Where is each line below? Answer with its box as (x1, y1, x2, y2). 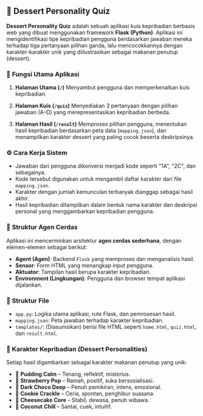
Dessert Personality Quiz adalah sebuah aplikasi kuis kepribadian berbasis (6, 22, 196, 29)
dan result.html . (15, 330, 58, 337)
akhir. (15, 195, 29, 202)
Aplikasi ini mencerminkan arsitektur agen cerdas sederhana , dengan (6, 237, 182, 244)
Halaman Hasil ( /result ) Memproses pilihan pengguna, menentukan (15, 120, 187, 128)
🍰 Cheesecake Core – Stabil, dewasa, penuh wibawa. (15, 396, 150, 404)
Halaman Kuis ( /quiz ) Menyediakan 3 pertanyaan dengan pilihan (15, 102, 178, 110)
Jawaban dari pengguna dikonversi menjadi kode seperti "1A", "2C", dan (15, 162, 196, 170)
